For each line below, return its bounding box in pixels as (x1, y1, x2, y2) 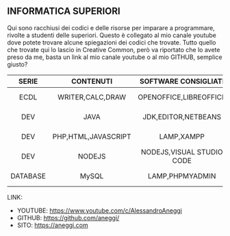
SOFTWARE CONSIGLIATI (139, 76, 225, 86)
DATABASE (10, 171, 47, 180)
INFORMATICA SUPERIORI (7, 5, 121, 17)
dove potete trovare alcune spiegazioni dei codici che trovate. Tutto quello (7, 38, 216, 47)
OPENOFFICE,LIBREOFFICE (138, 92, 227, 102)
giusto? (7, 60, 28, 68)
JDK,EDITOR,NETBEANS (142, 112, 222, 121)
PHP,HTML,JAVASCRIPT (52, 132, 131, 141)
